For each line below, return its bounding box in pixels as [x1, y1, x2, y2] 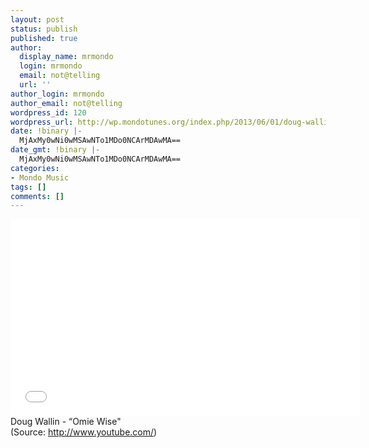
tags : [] [10, 182, 47, 192]
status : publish [10, 24, 78, 34]
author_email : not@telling [10, 98, 123, 108]
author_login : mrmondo [10, 89, 105, 99]
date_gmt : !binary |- [10, 145, 101, 155]
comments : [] [10, 191, 65, 201]
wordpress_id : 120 [10, 107, 87, 118]
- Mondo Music [10, 172, 70, 183]
